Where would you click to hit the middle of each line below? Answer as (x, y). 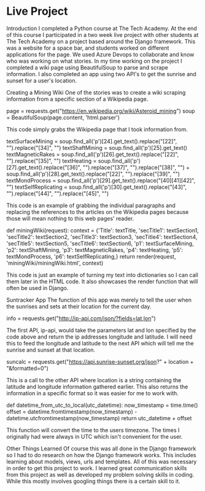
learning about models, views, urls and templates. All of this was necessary (102, 462)
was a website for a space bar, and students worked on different (88, 48)
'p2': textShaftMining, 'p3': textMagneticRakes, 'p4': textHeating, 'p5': (95, 249)
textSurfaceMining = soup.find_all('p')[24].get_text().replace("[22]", (92, 141)
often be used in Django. (37, 288)
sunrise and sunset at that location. (51, 350)
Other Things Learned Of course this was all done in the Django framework (101, 448)
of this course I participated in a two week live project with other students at (102, 34)
